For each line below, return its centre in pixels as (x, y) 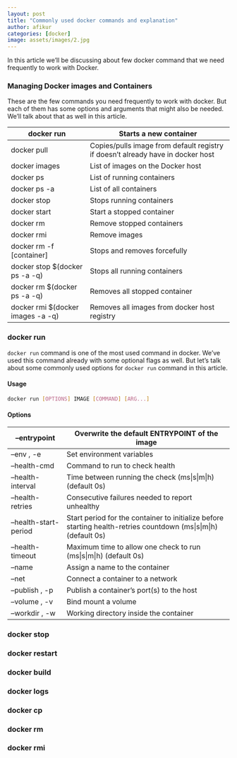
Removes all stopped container (141, 292)
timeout (24, 556)
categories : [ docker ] (39, 34)
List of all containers (123, 189)
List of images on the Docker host (146, 166)
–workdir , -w (34, 613)
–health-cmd (33, 466)
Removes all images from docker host (152, 307)
